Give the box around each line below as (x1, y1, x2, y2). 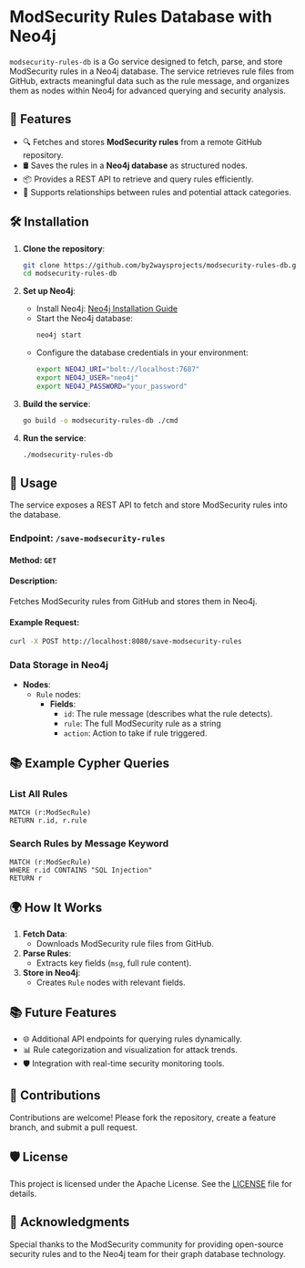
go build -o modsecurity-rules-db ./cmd (22, 415, 178, 425)
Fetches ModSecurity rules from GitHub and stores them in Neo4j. (9, 596, 258, 607)
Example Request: (9, 616, 80, 627)
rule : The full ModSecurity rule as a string (63, 718, 221, 729)
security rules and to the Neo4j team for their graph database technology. (9, 1248, 287, 1259)
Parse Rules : (22, 948, 71, 959)
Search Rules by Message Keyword (9, 837, 169, 850)
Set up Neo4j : (22, 286, 76, 297)
